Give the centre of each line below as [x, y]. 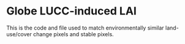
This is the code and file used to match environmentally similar [85, 28]
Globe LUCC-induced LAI [71, 11]
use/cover [19, 34]
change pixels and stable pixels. [74, 34]
